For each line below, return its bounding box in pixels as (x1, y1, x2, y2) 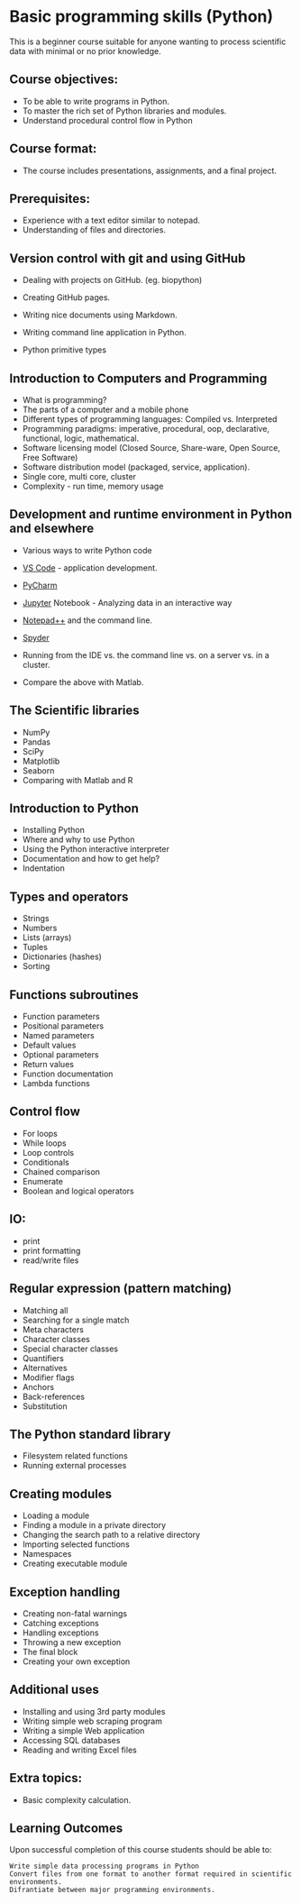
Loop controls (22, 1147, 75, 1157)
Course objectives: (9, 72, 119, 87)
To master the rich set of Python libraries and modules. (22, 105, 227, 116)
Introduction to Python (9, 801, 140, 817)
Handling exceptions (22, 1627, 99, 1638)
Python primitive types (22, 344, 106, 355)
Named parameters (22, 1030, 95, 1041)
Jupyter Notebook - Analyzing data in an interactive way (22, 597, 233, 608)
